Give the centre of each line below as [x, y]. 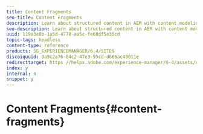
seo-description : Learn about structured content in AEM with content [97, 29]
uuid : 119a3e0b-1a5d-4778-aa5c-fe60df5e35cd [63, 34]
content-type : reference [37, 46]
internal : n [21, 74]
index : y [17, 68]
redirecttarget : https [35, 62]
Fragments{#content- [106, 109]
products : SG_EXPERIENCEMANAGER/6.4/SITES [60, 51]
